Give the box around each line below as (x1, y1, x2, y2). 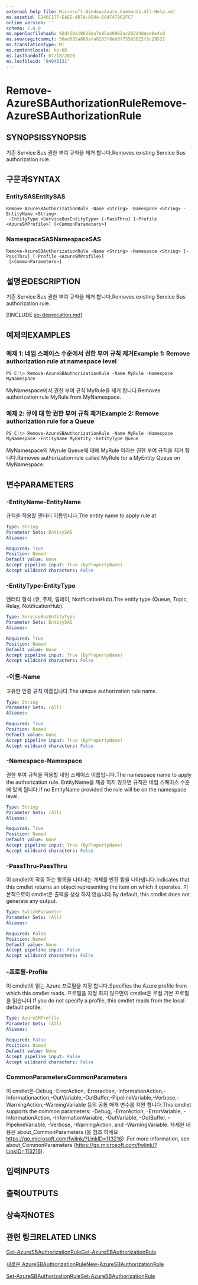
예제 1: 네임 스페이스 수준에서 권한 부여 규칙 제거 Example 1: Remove (6, 349, 190, 357)
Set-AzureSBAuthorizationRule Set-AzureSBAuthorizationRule (6, 1272, 155, 1280)
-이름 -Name (6, 673, 41, 681)
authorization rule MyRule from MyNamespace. (6, 393, 122, 400)
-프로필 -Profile (6, 968, 48, 976)
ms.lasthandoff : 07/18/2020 (6, 53, 76, 59)
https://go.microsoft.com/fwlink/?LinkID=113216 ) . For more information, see (6, 1135, 190, 1142)
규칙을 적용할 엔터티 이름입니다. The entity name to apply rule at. (6, 512, 158, 519)
